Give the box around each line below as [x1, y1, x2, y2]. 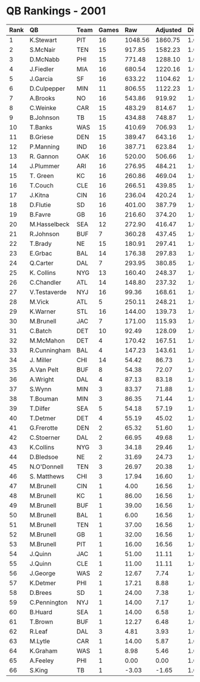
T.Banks [29, 123, 52, 131]
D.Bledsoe [29, 452, 58, 461]
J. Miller [29, 356, 52, 364]
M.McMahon [29, 336, 65, 344]
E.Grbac [29, 249, 52, 257]
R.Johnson [29, 230, 60, 238]
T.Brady [29, 239, 52, 248]
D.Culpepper [29, 84, 65, 92]
